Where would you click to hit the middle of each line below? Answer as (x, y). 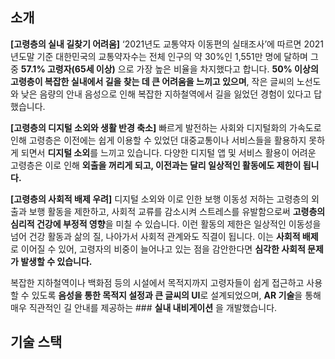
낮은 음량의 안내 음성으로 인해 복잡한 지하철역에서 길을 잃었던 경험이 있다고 (166, 94)
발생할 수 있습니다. (56, 261)
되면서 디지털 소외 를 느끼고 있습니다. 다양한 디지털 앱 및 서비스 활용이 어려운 (168, 152)
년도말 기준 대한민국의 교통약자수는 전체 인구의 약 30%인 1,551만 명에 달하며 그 (164, 56)
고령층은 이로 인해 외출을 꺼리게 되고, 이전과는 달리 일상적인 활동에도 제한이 (156, 165)
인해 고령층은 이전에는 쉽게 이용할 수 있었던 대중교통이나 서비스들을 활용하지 (158, 140)
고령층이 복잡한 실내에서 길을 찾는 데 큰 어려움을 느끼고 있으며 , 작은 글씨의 (152, 81)
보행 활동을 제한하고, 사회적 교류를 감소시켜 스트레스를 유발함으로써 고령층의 (177, 211)
